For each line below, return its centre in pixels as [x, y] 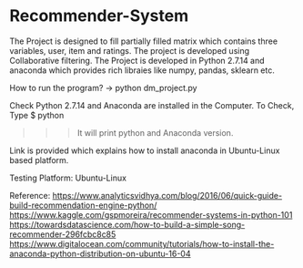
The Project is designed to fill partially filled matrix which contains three [144, 41]
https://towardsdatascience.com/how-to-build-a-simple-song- [127, 224]
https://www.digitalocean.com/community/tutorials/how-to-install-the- [142, 243]
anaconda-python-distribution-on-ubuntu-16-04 [100, 253]
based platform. [39, 160]
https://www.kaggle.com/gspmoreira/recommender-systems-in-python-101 [151, 214]
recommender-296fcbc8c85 [63, 234]
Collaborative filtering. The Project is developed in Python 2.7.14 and [137, 60]
